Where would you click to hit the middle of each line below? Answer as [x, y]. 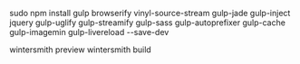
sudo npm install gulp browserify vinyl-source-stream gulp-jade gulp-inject [150, 13]
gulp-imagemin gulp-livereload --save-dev [89, 32]
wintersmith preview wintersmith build [80, 50]
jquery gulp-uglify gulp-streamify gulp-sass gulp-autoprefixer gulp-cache [147, 23]
